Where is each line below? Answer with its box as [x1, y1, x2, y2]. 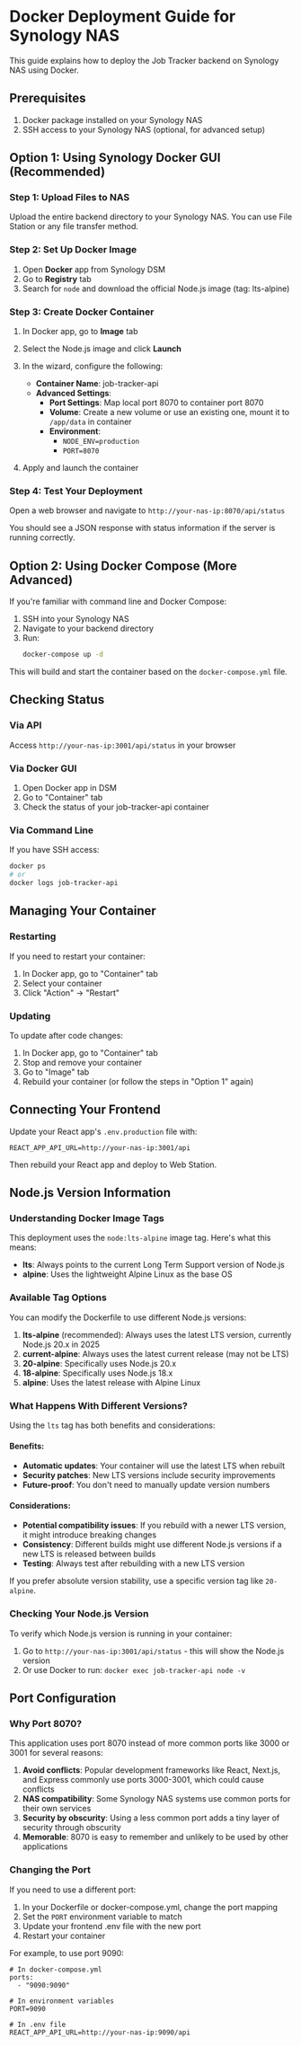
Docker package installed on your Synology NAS [22, 114, 203, 125]
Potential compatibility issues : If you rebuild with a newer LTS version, [22, 1520, 287, 1531]
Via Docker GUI [9, 762, 77, 775]
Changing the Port [9, 1864, 92, 1876]
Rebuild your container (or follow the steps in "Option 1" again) [22, 1076, 254, 1086]
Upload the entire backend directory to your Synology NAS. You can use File [9, 211, 293, 222]
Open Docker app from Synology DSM [22, 263, 166, 275]
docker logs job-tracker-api [9, 879, 119, 888]
